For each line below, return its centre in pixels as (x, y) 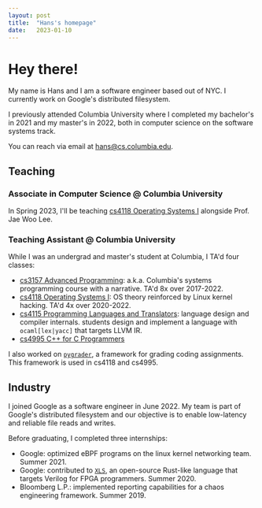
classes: (22, 265)
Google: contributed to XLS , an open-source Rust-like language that (129, 470)
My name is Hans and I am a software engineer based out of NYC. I (117, 91)
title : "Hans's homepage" (52, 23)
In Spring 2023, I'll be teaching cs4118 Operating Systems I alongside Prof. (129, 211)
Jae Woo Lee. (31, 219)
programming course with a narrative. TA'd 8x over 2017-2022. (122, 289)
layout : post (30, 15)
